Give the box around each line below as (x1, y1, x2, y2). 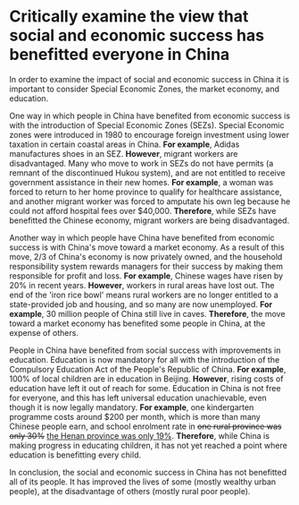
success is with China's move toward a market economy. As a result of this (9, 242, 285, 252)
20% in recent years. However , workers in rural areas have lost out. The (9, 279, 275, 290)
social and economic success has (9, 25, 265, 46)
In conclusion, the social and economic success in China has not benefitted (9, 466, 287, 477)
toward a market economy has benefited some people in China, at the (9, 318, 266, 329)
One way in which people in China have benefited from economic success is (9, 110, 291, 121)
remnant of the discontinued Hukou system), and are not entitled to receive (9, 167, 286, 178)
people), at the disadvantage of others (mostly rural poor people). (9, 485, 251, 496)
